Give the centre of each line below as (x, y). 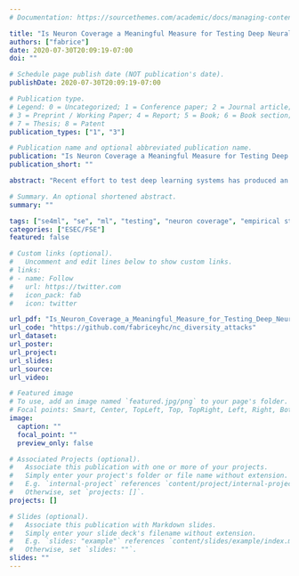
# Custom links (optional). (61, 254)
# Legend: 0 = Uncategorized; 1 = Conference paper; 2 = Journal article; (151, 107)
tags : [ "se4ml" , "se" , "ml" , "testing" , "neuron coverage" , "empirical (145, 221)
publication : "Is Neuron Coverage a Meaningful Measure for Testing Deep (149, 157)
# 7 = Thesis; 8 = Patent (57, 124)
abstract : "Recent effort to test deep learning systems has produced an (149, 181)
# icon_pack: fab (45, 295)
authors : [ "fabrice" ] (49, 42)
